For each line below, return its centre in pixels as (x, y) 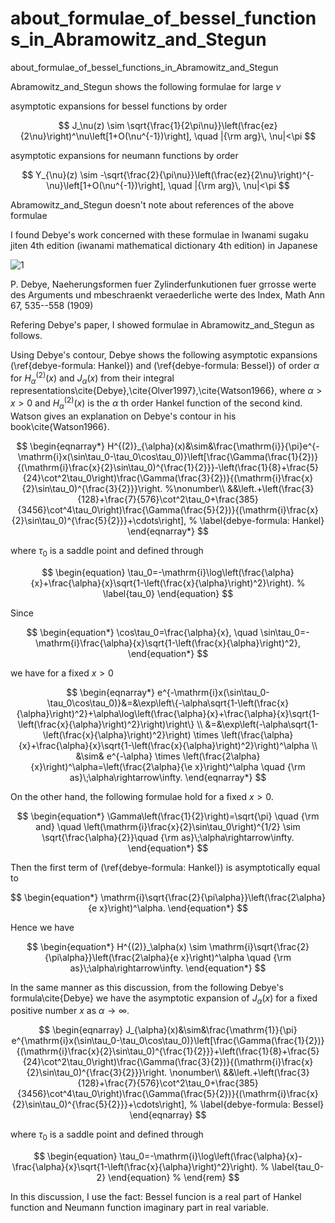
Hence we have (42, 927)
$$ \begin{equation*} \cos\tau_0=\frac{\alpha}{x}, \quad (142, 632)
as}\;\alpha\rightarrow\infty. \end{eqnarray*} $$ (168, 777)
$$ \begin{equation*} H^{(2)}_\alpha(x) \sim (117, 946)
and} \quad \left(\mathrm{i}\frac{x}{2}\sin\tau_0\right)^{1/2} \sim (168, 826)
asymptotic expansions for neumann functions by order (124, 155)
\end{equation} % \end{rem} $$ (174, 1178)
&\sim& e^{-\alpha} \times (128, 756)
